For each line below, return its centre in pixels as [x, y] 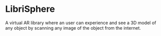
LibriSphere [30, 9]
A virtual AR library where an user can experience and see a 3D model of [81, 23]
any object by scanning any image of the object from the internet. [73, 28]
